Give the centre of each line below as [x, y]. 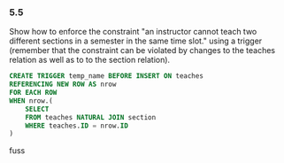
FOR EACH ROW [33, 93]
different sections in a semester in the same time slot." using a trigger [136, 41]
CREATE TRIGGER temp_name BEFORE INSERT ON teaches [106, 76]
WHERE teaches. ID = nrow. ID [77, 126]
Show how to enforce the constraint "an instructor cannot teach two [133, 32]
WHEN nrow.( [31, 101]
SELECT [37, 109]
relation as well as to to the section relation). [90, 60]
